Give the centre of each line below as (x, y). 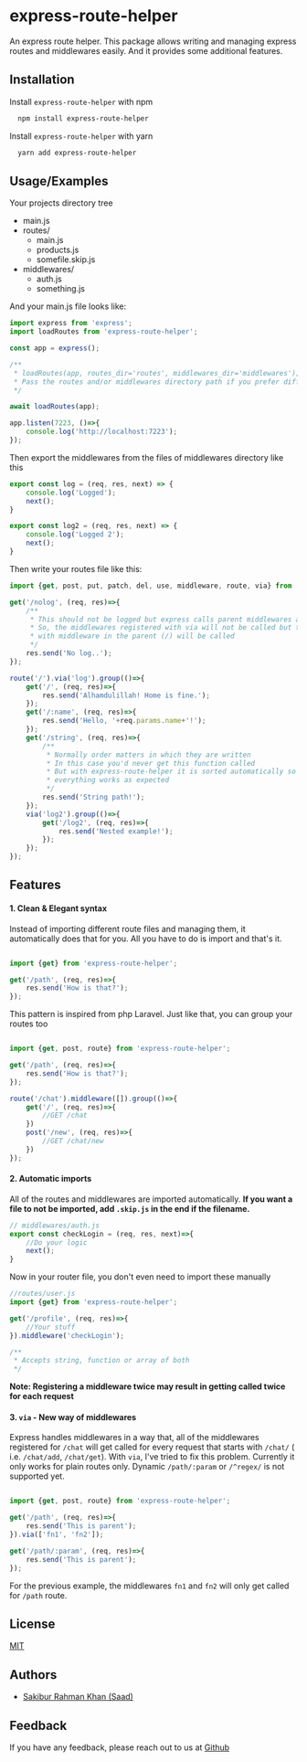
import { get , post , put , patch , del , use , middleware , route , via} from (151, 586)
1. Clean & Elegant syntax (58, 908)
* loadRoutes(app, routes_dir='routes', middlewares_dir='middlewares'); (157, 373)
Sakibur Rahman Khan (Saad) (78, 1697)
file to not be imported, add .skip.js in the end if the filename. (130, 1208)
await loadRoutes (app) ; (55, 407)
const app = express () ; (55, 348)
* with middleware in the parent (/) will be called (132, 636)
